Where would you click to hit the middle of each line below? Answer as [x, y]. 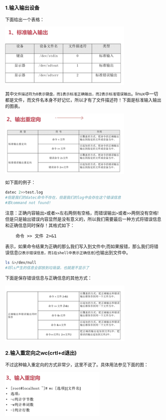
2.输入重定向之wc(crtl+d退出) [41, 353]
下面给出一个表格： [25, 20]
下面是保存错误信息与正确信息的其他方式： [49, 278]
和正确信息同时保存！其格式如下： [40, 225]
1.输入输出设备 [22, 7]
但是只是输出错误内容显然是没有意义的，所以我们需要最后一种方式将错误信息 [83, 219]
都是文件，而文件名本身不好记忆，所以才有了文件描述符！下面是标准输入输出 [83, 100]
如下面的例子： [20, 182]
